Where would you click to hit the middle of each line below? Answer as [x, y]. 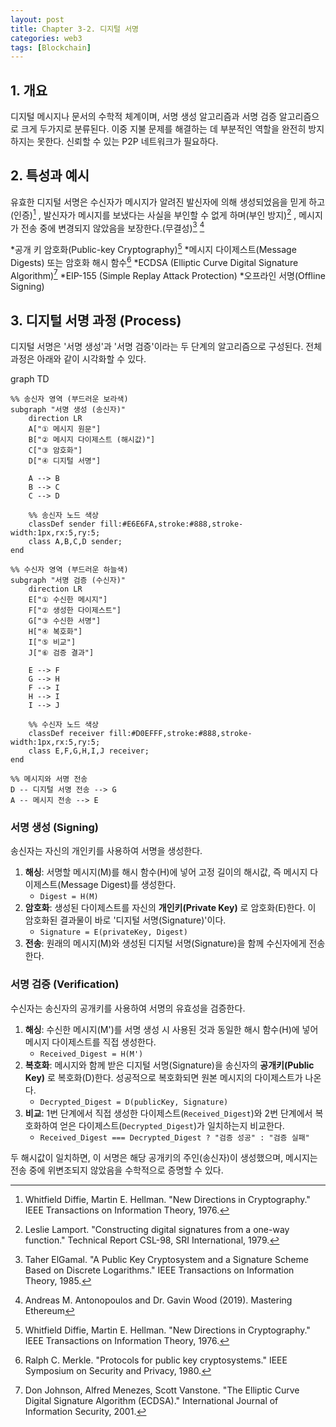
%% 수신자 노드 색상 [64, 724]
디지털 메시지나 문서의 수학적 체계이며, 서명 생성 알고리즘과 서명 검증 [143, 117]
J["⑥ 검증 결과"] [61, 652]
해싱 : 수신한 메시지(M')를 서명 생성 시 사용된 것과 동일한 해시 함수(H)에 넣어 [171, 1029]
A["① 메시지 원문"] [65, 429]
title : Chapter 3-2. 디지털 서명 [75, 29]
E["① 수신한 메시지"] [68, 599]
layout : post [37, 19]
